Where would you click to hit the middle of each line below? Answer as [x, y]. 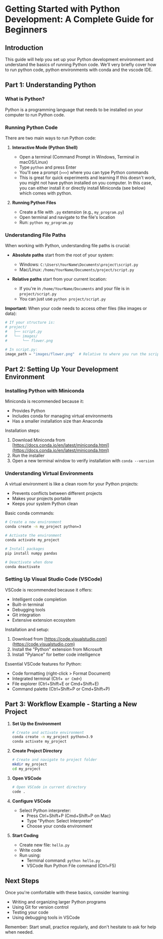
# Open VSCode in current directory [49, 787]
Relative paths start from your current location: [59, 279]
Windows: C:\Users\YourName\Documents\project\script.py [79, 265]
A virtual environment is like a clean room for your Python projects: [72, 484]
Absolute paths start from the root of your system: [63, 255]
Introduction [24, 48]
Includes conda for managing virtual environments [62, 416]
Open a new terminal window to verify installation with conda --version [83, 461]
